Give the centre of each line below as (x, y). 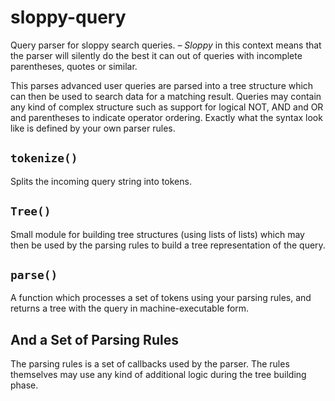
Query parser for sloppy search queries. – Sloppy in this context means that (166, 45)
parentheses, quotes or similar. (74, 66)
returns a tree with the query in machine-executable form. (130, 308)
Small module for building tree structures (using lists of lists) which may (157, 234)
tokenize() (44, 158)
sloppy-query (68, 17)
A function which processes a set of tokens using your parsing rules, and (161, 298)
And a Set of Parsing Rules (94, 339)
